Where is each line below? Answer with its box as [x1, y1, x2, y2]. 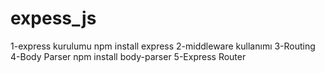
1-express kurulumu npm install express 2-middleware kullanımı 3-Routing [10, 40, 316, 52]
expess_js [10, 7, 97, 30]
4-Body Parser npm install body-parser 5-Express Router [10, 50, 247, 62]
